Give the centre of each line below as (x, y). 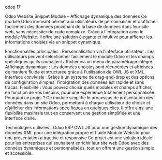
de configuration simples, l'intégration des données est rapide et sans (74, 82)
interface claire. (21, 118)
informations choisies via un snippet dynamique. (53, 42)
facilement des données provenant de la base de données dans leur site (77, 27)
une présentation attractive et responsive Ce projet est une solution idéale (79, 138)
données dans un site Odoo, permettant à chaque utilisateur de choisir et (78, 103)
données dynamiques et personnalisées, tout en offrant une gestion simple (80, 148)
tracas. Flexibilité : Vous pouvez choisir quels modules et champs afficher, (79, 87)
